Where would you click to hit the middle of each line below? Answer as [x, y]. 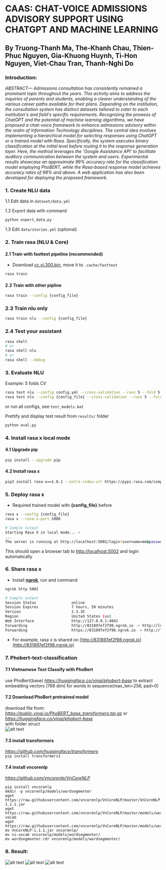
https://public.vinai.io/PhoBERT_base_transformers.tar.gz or [66, 714]
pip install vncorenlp [28, 787]
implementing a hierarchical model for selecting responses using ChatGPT [81, 135]
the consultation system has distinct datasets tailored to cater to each [77, 109]
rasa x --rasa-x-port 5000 [33, 519]
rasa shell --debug [25, 360]
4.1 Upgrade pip [21, 450]
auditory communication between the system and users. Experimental [77, 156]
